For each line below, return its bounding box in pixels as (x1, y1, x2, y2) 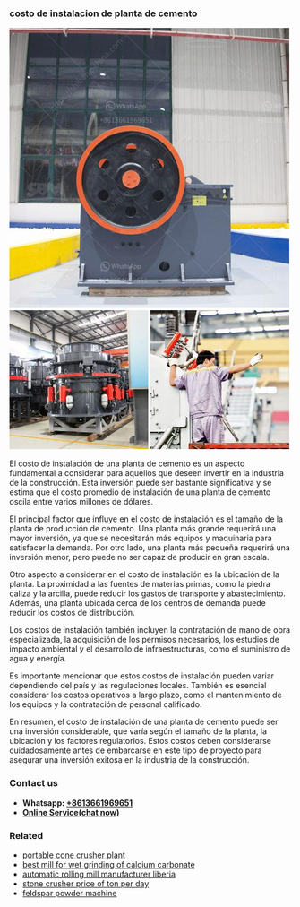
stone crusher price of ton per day (21, 877, 150, 889)
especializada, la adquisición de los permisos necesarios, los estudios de (9, 635, 280, 645)
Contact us (9, 777, 58, 790)
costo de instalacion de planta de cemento (9, 7, 198, 20)
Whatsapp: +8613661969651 (21, 797, 133, 808)
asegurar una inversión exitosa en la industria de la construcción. (9, 755, 250, 765)
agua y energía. (9, 653, 67, 664)
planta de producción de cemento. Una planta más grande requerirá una (9, 523, 277, 534)
